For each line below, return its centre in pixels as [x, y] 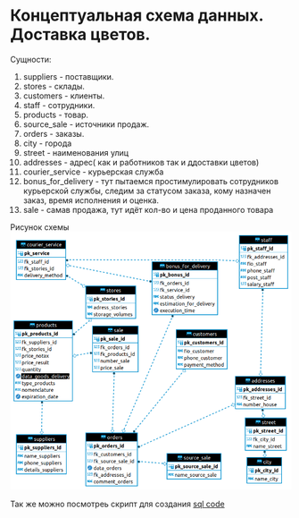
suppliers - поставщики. [68, 76]
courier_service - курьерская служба [93, 172]
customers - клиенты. [64, 96]
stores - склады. [54, 86]
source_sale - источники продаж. [86, 124]
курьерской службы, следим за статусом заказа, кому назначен [147, 191]
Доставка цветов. [80, 34]
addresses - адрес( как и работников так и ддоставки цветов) [141, 162]
